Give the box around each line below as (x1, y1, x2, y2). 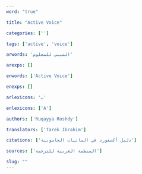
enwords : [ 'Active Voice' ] (6, 73, 73, 79)
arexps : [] (6, 62, 33, 68)
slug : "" (6, 159, 28, 165)
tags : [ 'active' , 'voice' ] (6, 41, 73, 47)
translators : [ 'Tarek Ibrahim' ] (6, 126, 86, 132)
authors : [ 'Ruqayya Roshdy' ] (6, 116, 78, 122)
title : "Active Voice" (6, 19, 62, 26)
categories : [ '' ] (6, 30, 49, 36)
